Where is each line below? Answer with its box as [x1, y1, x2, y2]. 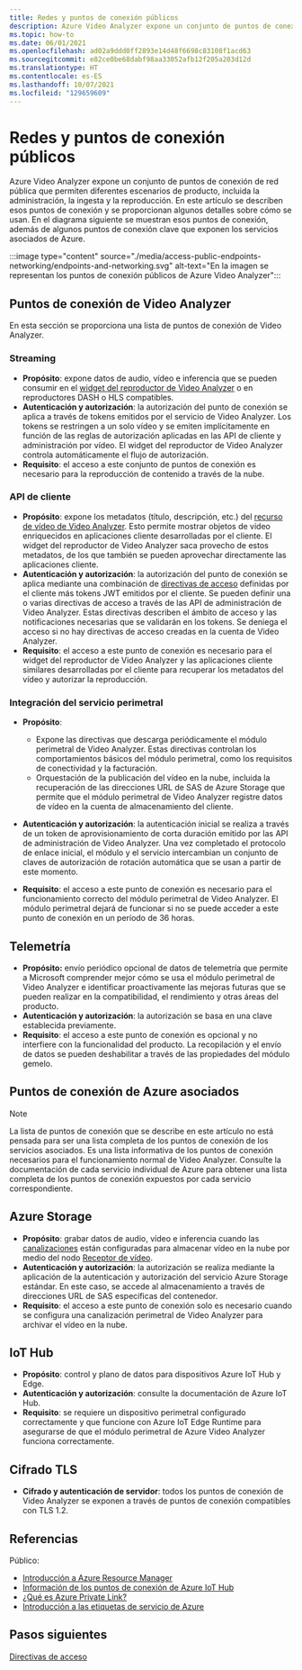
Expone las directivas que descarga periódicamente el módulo [35, 735, 268, 745]
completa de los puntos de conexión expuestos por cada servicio [9, 1173, 252, 1184]
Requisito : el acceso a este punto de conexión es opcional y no [22, 1029, 258, 1040]
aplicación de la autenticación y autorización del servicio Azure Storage [22, 1271, 289, 1282]
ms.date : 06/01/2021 [9, 38, 87, 48]
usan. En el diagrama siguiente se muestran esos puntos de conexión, [9, 214, 269, 225]
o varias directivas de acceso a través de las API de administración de [22, 597, 282, 608]
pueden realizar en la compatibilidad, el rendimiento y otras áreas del [22, 991, 279, 1002]
